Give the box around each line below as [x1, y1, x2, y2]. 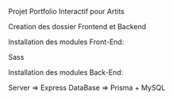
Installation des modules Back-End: [8, 68, 124, 77]
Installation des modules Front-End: [8, 37, 125, 46]
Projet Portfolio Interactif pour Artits [8, 7, 125, 16]
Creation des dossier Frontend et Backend [8, 22, 147, 31]
